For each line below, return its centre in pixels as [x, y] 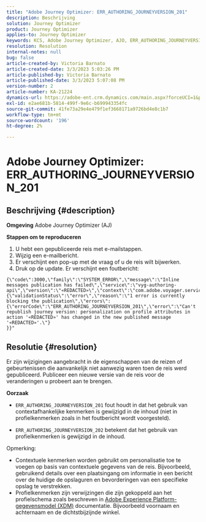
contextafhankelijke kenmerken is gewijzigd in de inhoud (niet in [96, 411]
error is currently [160, 296]
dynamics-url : [25, 98]
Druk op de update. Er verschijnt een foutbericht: [77, 269]
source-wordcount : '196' [38, 120]
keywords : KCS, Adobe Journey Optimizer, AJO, [67, 40]
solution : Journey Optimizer [44, 23]
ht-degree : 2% [25, 126]
